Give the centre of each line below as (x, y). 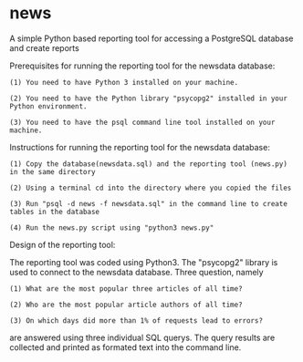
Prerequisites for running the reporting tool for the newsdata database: (142, 66)
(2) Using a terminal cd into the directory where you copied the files (151, 188)
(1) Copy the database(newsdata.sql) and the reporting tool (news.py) (148, 164)
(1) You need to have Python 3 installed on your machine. (124, 82)
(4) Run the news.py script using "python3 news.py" (112, 228)
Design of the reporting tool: (63, 244)
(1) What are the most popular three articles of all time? (126, 289)
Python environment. (49, 106)
